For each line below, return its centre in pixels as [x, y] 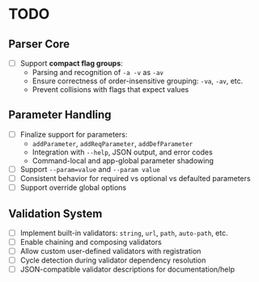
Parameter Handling [60, 115]
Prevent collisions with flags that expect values [110, 90]
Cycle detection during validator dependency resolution [113, 260]
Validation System [55, 214]
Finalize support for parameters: [74, 134]
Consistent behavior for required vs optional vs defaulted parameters [135, 178]
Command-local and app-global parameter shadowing [123, 160]
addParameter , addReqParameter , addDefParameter [113, 143]
